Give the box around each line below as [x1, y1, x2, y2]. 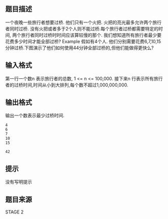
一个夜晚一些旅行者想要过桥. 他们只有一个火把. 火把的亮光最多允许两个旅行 [5, 19, 161, 25]
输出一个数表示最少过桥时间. [5, 112, 65, 118]
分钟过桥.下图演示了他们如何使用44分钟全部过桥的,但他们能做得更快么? [5, 45, 154, 51]
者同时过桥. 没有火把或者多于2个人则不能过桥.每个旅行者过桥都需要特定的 [5, 25, 159, 32]
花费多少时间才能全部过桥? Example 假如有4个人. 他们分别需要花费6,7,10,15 [5, 38, 161, 44]
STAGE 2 [5, 209, 24, 215]
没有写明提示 [5, 179, 32, 185]
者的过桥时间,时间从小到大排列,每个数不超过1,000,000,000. [5, 82, 128, 88]
